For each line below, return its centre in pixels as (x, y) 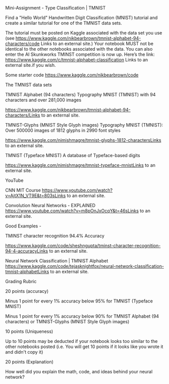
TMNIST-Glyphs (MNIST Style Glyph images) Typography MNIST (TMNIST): (84, 125)
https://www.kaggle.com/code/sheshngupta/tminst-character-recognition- (83, 245)
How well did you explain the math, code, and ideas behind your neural (79, 372)
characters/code (22, 44)
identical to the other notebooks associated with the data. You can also (79, 49)
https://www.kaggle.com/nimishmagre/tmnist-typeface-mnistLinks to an (80, 165)
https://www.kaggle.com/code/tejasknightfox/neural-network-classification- (84, 266)
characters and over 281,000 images (43, 100)
